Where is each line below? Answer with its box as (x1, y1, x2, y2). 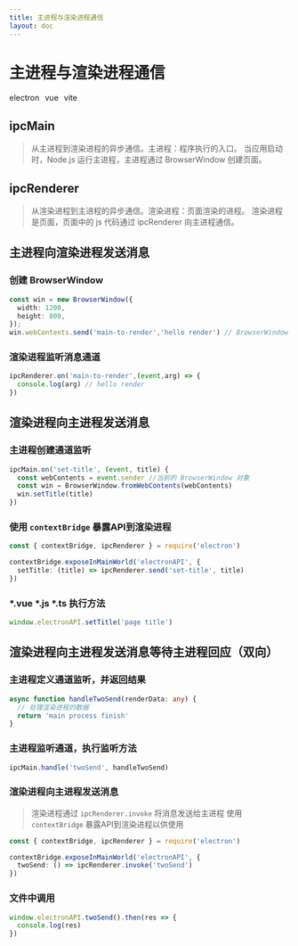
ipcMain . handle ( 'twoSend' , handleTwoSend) (9, 763, 169, 772)
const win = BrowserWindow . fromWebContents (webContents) (17, 481, 233, 490)
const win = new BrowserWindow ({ (9, 295, 133, 304)
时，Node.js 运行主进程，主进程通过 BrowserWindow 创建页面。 (30, 154, 267, 165)
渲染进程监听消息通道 (9, 351, 101, 364)
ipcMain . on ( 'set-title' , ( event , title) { (9, 465, 169, 473)
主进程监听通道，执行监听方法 (9, 742, 138, 754)
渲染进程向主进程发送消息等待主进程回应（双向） (9, 645, 278, 660)
